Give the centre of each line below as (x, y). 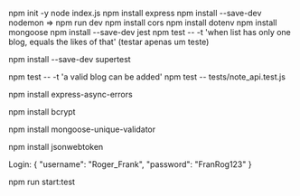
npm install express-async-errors (70, 94)
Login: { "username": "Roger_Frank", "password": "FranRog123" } (130, 164)
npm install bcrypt (42, 112)
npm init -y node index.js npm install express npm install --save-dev (135, 13)
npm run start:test (42, 182)
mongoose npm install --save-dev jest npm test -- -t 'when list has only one (150, 32)
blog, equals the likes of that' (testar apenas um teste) (109, 42)
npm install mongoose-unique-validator (82, 129)
